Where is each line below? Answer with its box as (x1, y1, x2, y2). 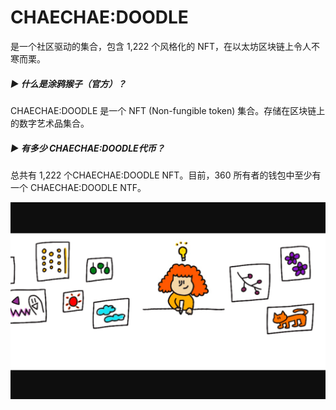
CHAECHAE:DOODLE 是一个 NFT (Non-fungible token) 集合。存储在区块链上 (10, 104, 326, 116)
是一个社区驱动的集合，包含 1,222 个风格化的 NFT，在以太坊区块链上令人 (10, 40, 312, 52)
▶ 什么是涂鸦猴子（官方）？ (10, 77, 127, 90)
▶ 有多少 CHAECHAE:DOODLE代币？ (10, 142, 165, 154)
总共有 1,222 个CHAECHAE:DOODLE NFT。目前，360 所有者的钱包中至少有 (10, 169, 322, 181)
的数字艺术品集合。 (10, 117, 90, 129)
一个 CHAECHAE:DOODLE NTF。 (10, 181, 147, 193)
